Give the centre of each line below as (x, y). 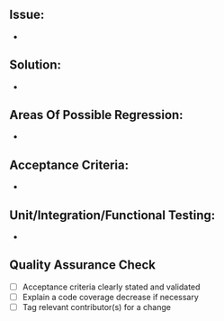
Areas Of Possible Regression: (96, 115)
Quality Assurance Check (82, 265)
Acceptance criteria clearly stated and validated (111, 287)
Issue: (27, 15)
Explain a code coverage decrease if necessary (111, 297)
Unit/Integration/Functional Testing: (112, 215)
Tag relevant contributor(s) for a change (96, 307)
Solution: (35, 65)
